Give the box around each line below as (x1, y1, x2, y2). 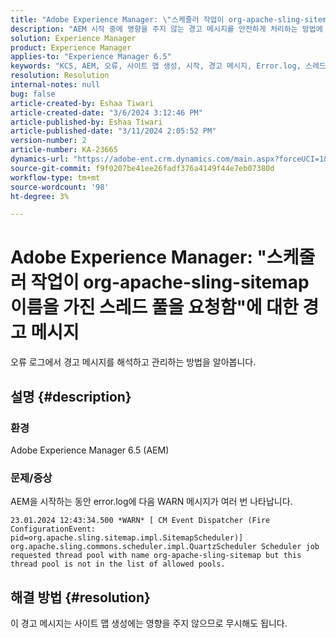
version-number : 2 (10, 136, 87, 146)
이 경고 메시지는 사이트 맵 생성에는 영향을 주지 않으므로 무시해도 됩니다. (10, 617, 288, 629)
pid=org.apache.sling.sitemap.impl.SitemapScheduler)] (10, 533, 244, 543)
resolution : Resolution (10, 71, 110, 81)
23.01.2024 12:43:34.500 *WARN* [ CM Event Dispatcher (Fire (10, 516, 271, 526)
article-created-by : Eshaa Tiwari (10, 98, 155, 108)
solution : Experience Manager (10, 33, 137, 43)
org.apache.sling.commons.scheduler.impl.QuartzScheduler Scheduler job (10, 542, 320, 552)
